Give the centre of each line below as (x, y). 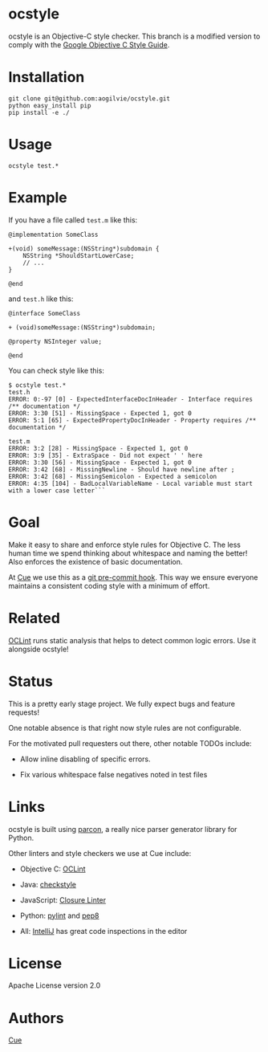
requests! (24, 712)
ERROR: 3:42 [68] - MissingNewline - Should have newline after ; (122, 469)
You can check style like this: (56, 370)
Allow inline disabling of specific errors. (85, 759)
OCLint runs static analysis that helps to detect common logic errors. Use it (132, 640)
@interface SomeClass (45, 313)
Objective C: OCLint (53, 869)
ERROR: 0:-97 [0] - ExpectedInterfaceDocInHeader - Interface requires (130, 399)
